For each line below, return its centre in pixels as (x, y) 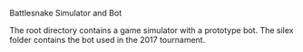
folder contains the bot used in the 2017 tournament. (108, 40)
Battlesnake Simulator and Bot (66, 13)
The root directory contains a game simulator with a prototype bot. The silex (151, 30)
